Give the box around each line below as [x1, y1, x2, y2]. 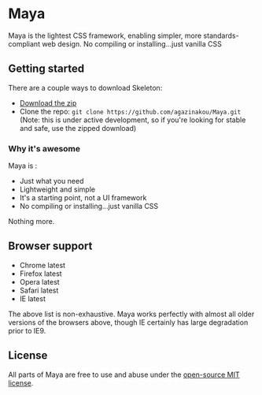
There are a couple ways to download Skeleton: [8, 83, 163, 92]
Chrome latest [19, 260, 65, 270]
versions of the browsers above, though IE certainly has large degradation [8, 317, 249, 327]
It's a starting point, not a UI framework [19, 193, 147, 203]
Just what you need [19, 177, 84, 186]
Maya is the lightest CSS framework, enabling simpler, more [8, 31, 202, 40]
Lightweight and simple [19, 184, 96, 194]
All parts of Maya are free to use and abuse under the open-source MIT [8, 370, 240, 379]
